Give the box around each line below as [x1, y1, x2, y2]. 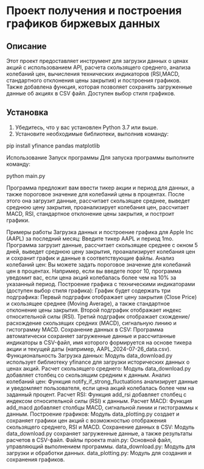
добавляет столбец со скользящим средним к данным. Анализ [6, 371, 171, 379]
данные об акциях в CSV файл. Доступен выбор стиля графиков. [6, 90, 175, 97]
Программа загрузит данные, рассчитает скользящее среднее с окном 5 [6, 241, 198, 248]
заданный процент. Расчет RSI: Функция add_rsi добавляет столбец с [6, 391, 187, 398]
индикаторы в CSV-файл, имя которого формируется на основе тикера [6, 339, 192, 346]
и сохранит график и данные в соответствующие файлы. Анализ [6, 254, 175, 262]
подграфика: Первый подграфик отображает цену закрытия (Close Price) [6, 293, 197, 300]
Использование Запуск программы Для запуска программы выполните [6, 153, 195, 161]
